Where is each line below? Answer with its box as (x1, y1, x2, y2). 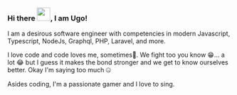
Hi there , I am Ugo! (7, 13, 88, 23)
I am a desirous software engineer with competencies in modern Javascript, (7, 29, 231, 38)
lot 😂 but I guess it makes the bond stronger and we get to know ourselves (7, 58, 229, 67)
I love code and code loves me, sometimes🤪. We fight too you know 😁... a (7, 50, 226, 60)
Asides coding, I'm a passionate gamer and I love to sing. (7, 80, 175, 89)
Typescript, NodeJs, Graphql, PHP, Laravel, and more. (7, 37, 166, 45)
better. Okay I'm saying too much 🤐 (7, 66, 112, 74)
